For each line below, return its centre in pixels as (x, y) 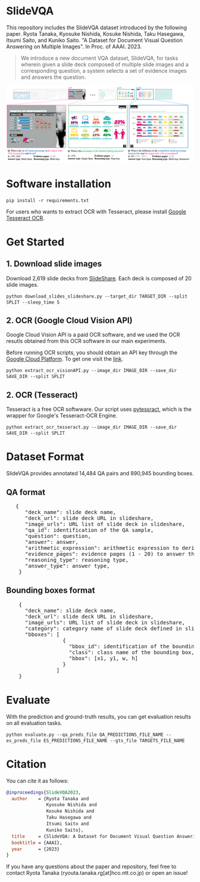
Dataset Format (45, 457)
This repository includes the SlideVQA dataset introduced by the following (97, 27)
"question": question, (58, 536)
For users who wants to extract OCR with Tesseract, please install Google (96, 211)
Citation (26, 764)
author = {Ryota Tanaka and (50, 799)
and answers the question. (53, 77)
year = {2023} (36, 849)
